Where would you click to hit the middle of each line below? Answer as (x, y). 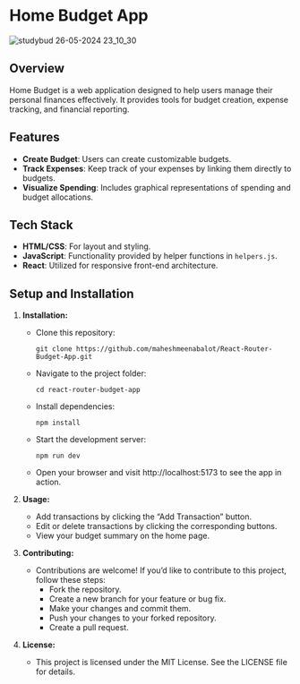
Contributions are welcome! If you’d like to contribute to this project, (161, 570)
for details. (56, 671)
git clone (54, 349)
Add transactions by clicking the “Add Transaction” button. (144, 517)
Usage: (36, 500)
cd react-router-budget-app (88, 390)
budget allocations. (58, 197)
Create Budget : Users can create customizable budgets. (127, 158)
